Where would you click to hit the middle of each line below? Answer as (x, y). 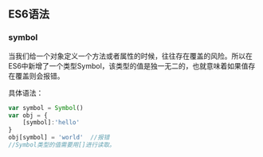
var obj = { (28, 115)
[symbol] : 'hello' (51, 123)
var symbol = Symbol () (46, 108)
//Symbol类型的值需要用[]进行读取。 (62, 145)
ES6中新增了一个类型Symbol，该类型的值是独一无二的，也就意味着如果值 (128, 65)
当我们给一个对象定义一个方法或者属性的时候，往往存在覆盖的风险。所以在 (130, 56)
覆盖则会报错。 (39, 76)
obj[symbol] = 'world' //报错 (59, 138)
